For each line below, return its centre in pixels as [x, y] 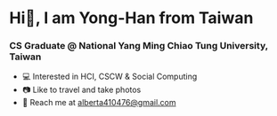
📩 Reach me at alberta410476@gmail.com [99, 103]
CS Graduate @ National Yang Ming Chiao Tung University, [139, 46]
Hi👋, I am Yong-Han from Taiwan [131, 18]
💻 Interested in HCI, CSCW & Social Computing [110, 77]
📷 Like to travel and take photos [81, 90]
